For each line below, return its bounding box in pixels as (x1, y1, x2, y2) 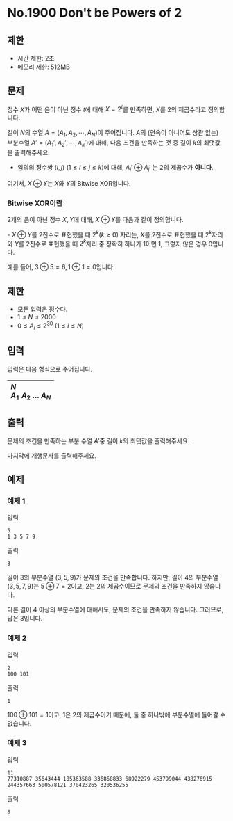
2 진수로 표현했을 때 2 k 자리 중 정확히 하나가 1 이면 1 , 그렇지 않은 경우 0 (26, 238, 213, 248)
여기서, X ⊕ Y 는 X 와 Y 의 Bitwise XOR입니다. (7, 179, 131, 187)
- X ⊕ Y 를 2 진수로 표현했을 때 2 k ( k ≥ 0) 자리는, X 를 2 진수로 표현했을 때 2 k (7, 230, 212, 239)
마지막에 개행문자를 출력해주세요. (7, 451, 97, 460)
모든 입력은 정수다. (17, 305, 68, 314)
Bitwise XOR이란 (7, 198, 63, 208)
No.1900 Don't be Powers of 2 (7, 5, 182, 21)
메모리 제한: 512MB (17, 63, 71, 71)
